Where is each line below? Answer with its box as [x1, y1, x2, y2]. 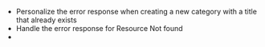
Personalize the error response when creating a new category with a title [15, 7, 257, 16]
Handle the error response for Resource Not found [15, 24, 183, 33]
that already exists [15, 15, 78, 25]
